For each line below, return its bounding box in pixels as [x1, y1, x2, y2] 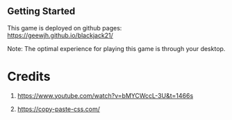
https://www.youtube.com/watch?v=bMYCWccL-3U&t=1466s [17, 91, 194, 99]
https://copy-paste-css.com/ [17, 105, 101, 113]
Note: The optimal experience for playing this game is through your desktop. [7, 44, 226, 52]
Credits [7, 69, 51, 84]
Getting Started [7, 6, 76, 17]
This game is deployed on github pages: [7, 23, 122, 32]
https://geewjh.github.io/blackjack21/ [7, 31, 113, 39]
